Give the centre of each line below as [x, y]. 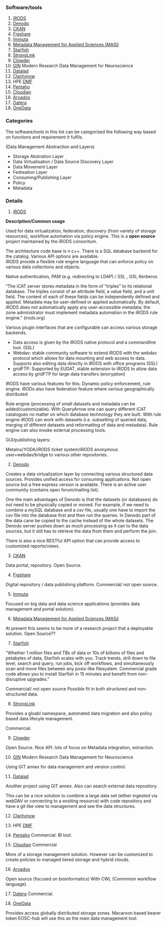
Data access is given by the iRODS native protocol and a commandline [84, 342]
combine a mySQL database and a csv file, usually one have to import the [81, 510]
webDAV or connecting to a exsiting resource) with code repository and [78, 801]
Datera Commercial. [33, 894]
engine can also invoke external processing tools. [56, 430]
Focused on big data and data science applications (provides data [73, 604]
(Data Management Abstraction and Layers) [50, 147]
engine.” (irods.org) [25, 317]
